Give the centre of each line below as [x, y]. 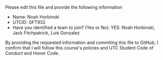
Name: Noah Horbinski [36, 17]
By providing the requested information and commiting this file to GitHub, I [82, 42]
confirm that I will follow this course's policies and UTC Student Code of [79, 48]
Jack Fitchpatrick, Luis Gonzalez [46, 33]
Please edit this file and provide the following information [64, 7]
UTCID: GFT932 [29, 22]
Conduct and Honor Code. [32, 53]
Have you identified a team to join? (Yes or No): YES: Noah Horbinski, [83, 27]
